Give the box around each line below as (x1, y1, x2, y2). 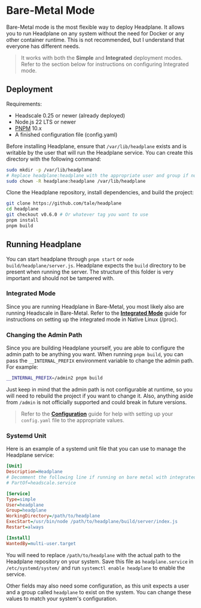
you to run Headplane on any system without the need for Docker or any (6, 29, 184, 37)
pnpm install (6, 217, 39, 223)
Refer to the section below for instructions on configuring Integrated (20, 61, 189, 68)
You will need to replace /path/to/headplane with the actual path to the (6, 551, 181, 558)
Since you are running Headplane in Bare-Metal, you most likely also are (6, 303, 184, 310)
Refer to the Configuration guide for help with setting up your (20, 410, 173, 417)
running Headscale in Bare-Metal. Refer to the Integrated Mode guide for (6, 309, 187, 317)
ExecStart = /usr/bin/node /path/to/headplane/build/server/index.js (6, 519, 178, 525)
